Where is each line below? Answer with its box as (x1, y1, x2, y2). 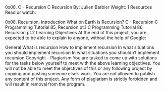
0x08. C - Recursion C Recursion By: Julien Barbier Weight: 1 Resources (5, 4, 152, 10)
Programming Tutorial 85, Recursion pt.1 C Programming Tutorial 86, (5, 24, 144, 30)
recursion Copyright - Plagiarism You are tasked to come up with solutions (5, 55, 157, 61)
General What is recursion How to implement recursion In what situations (5, 45, 155, 50)
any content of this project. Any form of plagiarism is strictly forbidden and (5, 76, 158, 82)
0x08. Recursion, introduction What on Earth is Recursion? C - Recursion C (5, 19, 158, 25)
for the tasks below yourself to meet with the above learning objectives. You (5, 60, 161, 66)
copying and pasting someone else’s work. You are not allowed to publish (5, 71, 155, 76)
